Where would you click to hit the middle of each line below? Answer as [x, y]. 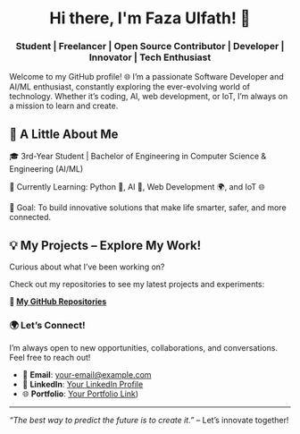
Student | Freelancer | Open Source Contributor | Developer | [150, 47]
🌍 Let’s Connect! [47, 326]
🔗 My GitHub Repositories [58, 302]
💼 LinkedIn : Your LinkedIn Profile [83, 385]
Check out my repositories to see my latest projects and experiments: [137, 285]
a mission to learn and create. [64, 106]
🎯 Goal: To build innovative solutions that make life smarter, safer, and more [148, 208]
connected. [30, 217]
